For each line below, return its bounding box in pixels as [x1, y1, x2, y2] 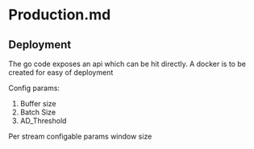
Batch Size [19, 107, 56, 117]
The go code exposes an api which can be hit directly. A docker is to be [8, 59, 246, 68]
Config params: [8, 83, 60, 93]
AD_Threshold [19, 116, 67, 126]
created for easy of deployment [8, 68, 114, 77]
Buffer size [19, 99, 56, 108]
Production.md [8, 6, 111, 24]
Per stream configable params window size [8, 131, 152, 141]
